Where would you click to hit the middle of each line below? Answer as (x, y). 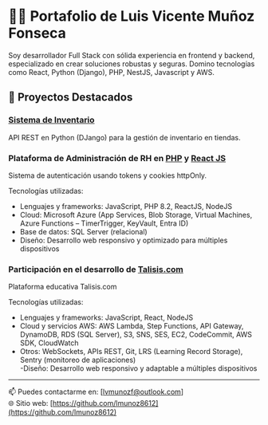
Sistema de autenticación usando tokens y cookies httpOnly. (108, 175)
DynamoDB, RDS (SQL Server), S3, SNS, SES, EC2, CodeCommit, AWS (136, 335)
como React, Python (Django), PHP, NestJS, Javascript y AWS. (112, 72)
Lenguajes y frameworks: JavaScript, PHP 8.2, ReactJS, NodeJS (126, 206)
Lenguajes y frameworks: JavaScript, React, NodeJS (106, 317)
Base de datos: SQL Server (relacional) (83, 231)
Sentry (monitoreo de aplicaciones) (78, 360)
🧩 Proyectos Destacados (71, 98)
